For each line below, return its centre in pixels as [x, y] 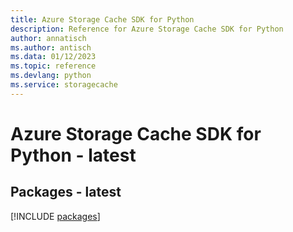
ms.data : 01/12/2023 [53, 57]
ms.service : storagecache [64, 85]
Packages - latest [66, 192]
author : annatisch [48, 38]
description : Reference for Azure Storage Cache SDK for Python [147, 29]
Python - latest [73, 155]
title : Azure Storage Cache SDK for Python [102, 19]
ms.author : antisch [51, 47]
